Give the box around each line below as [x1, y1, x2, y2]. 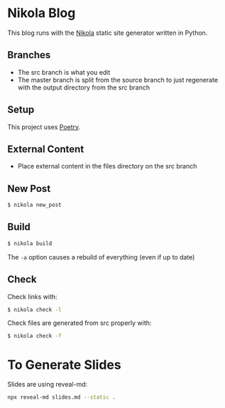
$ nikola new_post [7, 201, 62, 209]
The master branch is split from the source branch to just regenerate [17, 75, 219, 84]
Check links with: [7, 292, 58, 301]
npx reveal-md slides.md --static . [7, 394, 116, 401]
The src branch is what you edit [17, 68, 111, 76]
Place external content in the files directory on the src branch [17, 162, 197, 171]
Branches [7, 49, 51, 61]
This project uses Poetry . [7, 122, 81, 131]
